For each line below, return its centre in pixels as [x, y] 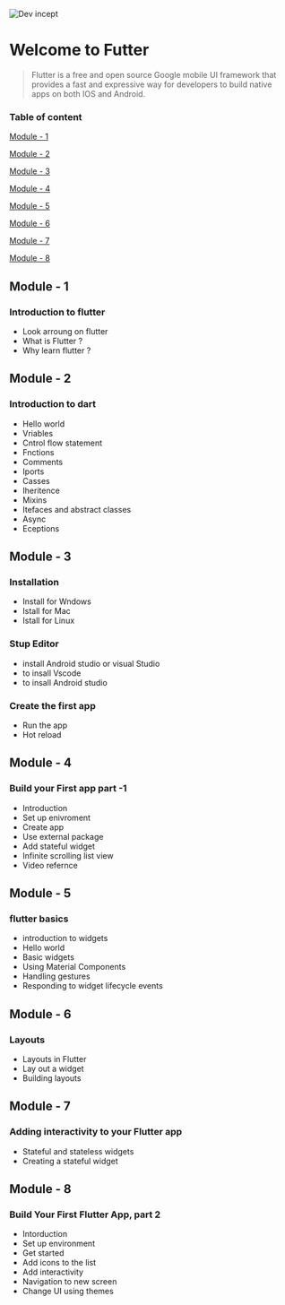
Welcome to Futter [79, 50]
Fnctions [38, 452]
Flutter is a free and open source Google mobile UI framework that [154, 74]
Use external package [63, 836]
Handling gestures [56, 976]
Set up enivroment [56, 817]
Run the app [45, 725]
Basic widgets [48, 957]
